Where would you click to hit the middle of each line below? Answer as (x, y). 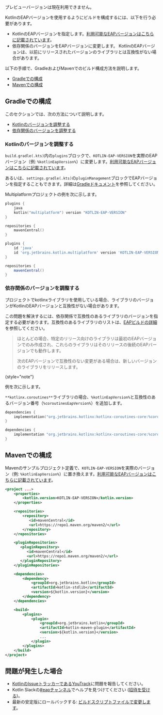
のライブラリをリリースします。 (49, 367)
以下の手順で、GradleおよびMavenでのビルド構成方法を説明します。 (73, 68)
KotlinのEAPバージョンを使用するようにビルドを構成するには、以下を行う (78, 17)
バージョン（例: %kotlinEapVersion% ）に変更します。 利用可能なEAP (72, 162)
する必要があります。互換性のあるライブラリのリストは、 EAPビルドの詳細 (83, 322)
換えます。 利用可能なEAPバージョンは (114, 474)
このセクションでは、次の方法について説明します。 (56, 114)
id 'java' (24, 248)
